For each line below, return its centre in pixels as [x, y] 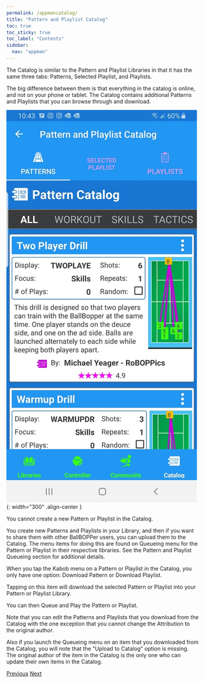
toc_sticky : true [28, 32]
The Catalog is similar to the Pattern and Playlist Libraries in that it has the [99, 70]
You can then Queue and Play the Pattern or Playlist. [72, 605]
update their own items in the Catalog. [54, 662]
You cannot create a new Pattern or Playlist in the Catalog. [80, 519]
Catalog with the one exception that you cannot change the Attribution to [98, 624]
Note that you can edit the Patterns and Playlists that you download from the [102, 617]
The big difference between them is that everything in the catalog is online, [101, 88]
